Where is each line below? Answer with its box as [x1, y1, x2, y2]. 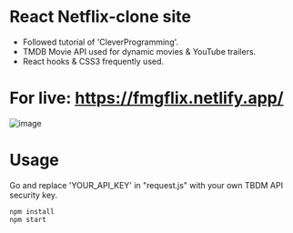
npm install [9, 207, 55, 216]
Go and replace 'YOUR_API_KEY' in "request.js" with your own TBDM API [9, 179, 284, 190]
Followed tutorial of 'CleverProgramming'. [22, 36, 179, 47]
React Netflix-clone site [9, 6, 191, 27]
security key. [9, 189, 57, 200]
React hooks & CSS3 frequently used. [22, 56, 165, 66]
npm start [9, 215, 47, 224]
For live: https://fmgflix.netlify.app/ [9, 88, 284, 108]
